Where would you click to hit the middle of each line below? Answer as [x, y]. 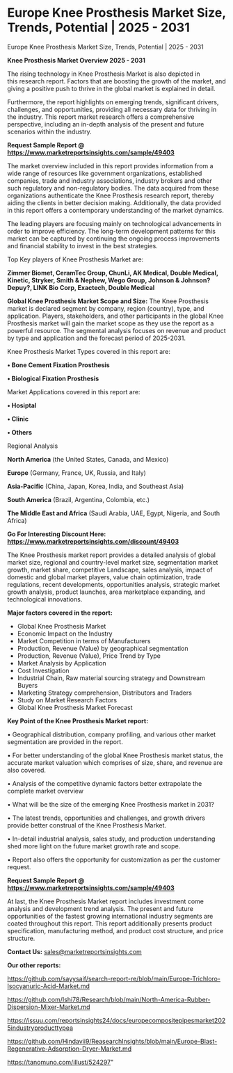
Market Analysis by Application [62, 663]
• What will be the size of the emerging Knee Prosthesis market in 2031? [111, 804]
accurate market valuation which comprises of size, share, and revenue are [115, 762]
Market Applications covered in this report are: [74, 392]
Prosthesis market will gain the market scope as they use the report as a [111, 323]
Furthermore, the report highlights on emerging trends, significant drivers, [113, 102]
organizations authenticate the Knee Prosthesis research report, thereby [111, 195]
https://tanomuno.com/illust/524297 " [61, 1062]
